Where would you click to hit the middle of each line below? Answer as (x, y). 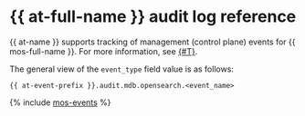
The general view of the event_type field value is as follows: (122, 69)
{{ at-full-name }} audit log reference (153, 17)
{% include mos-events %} (60, 102)
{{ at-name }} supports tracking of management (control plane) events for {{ (152, 42)
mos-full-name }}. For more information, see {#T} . (104, 51)
